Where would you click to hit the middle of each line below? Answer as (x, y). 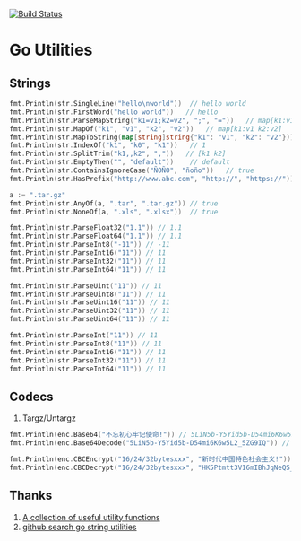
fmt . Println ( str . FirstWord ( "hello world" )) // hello (114, 112)
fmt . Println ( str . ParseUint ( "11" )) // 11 (86, 286)
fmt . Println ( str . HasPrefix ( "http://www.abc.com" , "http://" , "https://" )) (152, 179)
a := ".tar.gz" (38, 195)
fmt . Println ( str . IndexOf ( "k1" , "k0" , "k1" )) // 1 (107, 145)
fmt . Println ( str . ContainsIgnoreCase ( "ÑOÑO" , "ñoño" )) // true (132, 170)
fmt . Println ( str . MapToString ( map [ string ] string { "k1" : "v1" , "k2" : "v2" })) (152, 137)
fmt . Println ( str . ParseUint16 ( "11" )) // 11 (90, 302)
